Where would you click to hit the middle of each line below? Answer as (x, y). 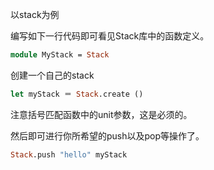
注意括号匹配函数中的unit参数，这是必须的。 (101, 114)
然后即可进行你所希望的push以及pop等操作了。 (107, 135)
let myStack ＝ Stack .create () (77, 94)
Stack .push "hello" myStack (69, 154)
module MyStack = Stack (60, 55)
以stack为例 (35, 14)
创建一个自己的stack (52, 75)
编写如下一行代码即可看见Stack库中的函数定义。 (110, 36)
